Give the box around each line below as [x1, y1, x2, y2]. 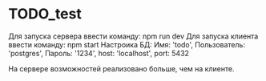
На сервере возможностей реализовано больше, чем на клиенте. [8, 63, 235, 73]
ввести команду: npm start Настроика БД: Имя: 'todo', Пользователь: [8, 39, 246, 49]
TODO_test [8, 5, 82, 23]
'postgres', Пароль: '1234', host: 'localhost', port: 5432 [8, 48, 190, 58]
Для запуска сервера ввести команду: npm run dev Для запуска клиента [8, 31, 259, 41]
